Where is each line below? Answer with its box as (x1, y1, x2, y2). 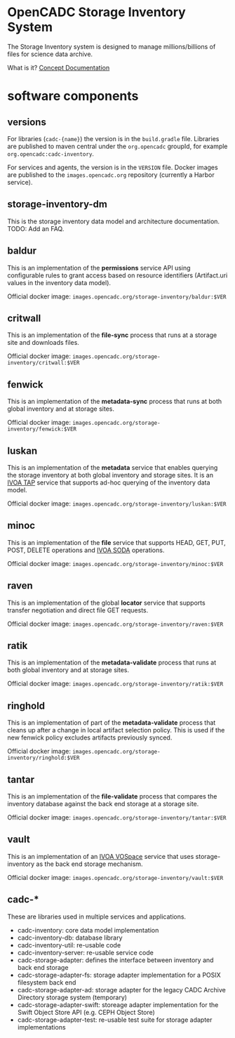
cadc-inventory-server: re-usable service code (17, 948, 154, 957)
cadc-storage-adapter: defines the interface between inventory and (17, 956, 214, 964)
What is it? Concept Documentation (7, 63, 110, 72)
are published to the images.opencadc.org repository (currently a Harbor (7, 170, 215, 179)
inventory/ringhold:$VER (7, 754, 80, 762)
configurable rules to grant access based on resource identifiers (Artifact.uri (7, 271, 228, 280)
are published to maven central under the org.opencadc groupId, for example (7, 142, 228, 150)
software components (7, 88, 139, 104)
